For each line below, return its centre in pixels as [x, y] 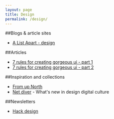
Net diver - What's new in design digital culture [61, 92]
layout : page [19, 10]
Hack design [25, 111]
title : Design [20, 14]
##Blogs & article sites [28, 33]
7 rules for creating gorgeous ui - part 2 [53, 67]
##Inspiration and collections [35, 77]
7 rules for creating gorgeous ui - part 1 [53, 62]
